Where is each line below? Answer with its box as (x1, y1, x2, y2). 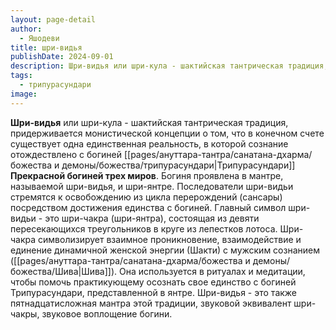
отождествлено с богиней (10, 148, 123, 160)
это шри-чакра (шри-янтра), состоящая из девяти (44, 212, 260, 224)
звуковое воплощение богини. (41, 307, 173, 320)
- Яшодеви (19, 33, 60, 43)
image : (10, 89, 38, 99)
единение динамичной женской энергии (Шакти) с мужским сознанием (10, 244, 320, 256)
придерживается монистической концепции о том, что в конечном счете (10, 127, 325, 139)
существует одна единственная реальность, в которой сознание (10, 137, 289, 150)
